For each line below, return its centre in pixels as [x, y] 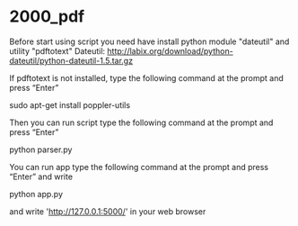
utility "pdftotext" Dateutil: [57, 50]
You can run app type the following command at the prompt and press [139, 167]
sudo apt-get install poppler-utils [70, 104]
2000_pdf [47, 17]
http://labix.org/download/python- [170, 50]
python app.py [36, 194]
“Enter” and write [41, 176]
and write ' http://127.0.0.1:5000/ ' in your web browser [108, 211]
